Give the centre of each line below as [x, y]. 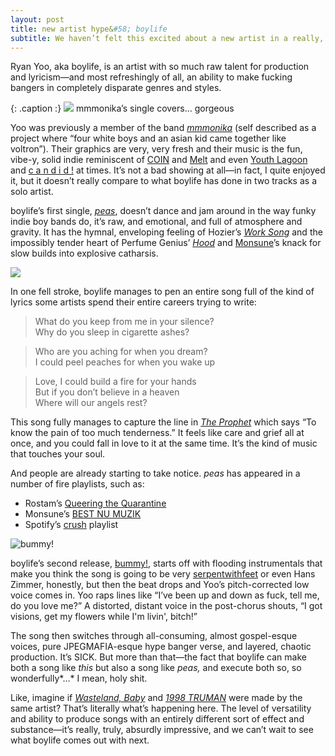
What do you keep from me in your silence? [124, 322]
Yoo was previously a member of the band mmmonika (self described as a [163, 128]
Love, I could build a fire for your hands [115, 382]
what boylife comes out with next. [80, 740]
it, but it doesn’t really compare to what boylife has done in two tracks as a [163, 181]
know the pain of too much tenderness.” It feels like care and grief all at [157, 433]
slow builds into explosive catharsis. [84, 253]
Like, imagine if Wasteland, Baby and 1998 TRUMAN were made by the [156, 698]
